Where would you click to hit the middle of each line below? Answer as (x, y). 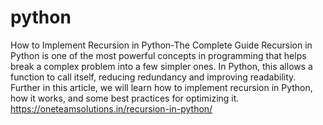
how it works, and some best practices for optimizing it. (125, 98)
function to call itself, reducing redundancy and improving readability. (153, 77)
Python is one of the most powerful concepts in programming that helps (158, 55)
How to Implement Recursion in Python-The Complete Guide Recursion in (161, 45)
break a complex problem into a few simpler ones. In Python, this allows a (161, 66)
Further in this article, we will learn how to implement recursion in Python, (161, 87)
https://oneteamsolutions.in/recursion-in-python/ (111, 108)
